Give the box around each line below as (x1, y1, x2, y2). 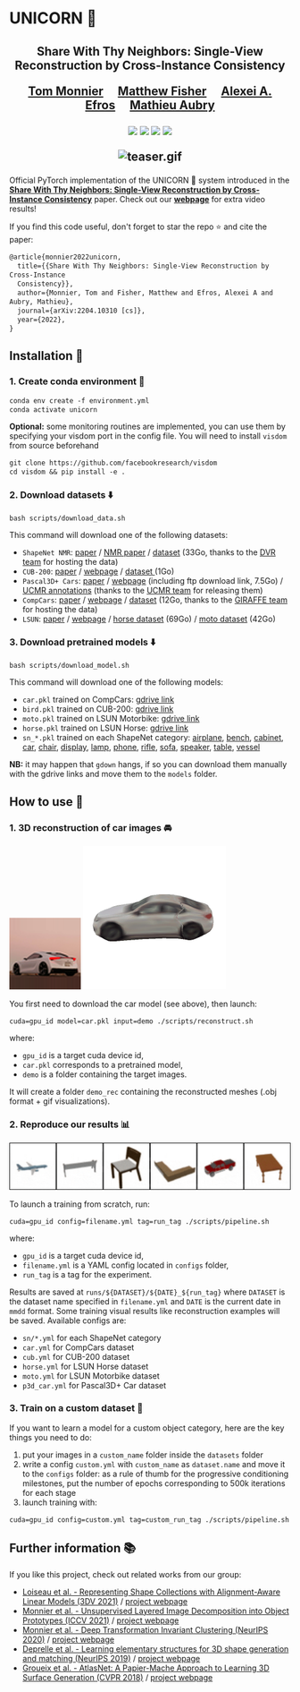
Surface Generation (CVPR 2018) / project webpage (21, 1671, 213, 1682)
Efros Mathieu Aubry (84, 98, 216, 113)
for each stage (21, 1487, 77, 1498)
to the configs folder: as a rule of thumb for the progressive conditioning (21, 1468, 289, 1479)
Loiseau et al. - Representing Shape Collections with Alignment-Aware (21, 1586, 281, 1597)
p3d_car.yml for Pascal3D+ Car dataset (21, 1380, 167, 1390)
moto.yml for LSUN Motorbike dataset (21, 1370, 161, 1381)
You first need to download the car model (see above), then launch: (9, 998, 257, 1009)
